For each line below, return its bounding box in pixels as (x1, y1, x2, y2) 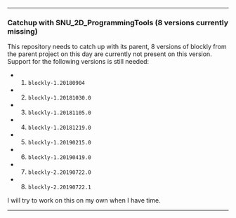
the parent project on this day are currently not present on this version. (7, 50, 212, 58)
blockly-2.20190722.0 (27, 169, 91, 176)
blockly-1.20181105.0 (27, 109, 91, 116)
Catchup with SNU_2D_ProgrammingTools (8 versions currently (7, 18, 229, 27)
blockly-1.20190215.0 (27, 139, 91, 147)
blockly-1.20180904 (27, 80, 86, 87)
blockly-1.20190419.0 (27, 154, 91, 161)
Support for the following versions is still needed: (7, 57, 150, 66)
